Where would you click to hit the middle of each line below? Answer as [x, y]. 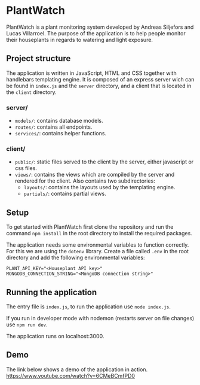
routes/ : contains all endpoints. [53, 127]
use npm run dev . [27, 325]
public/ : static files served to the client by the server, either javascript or [104, 162]
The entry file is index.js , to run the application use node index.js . [89, 307]
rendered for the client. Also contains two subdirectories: [85, 181]
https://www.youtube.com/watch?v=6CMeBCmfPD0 [71, 375]
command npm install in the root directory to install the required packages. [99, 234]
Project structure [39, 58]
